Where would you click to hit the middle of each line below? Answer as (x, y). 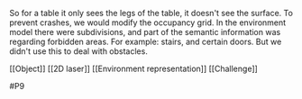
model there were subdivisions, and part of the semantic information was (145, 32)
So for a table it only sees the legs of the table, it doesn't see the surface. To (151, 13)
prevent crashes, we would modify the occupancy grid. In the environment (148, 22)
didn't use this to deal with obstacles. (79, 51)
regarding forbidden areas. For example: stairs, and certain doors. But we (146, 41)
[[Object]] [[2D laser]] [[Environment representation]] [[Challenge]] (134, 68)
